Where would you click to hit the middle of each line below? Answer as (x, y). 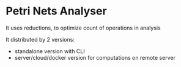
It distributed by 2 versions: (40, 39)
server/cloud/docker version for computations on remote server (95, 57)
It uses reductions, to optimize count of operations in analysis (83, 28)
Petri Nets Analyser (57, 11)
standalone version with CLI (50, 51)
